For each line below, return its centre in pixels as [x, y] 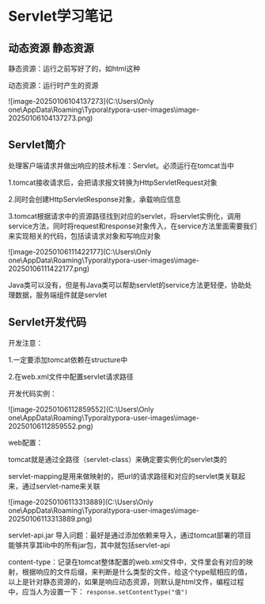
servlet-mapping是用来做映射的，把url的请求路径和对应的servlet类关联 [123, 476]
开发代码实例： [32, 393]
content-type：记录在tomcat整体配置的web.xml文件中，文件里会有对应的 [127, 562]
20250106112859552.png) [51, 426]
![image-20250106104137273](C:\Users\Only [81, 101]
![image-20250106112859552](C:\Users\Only [81, 409]
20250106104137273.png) [51, 118]
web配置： [26, 442]
